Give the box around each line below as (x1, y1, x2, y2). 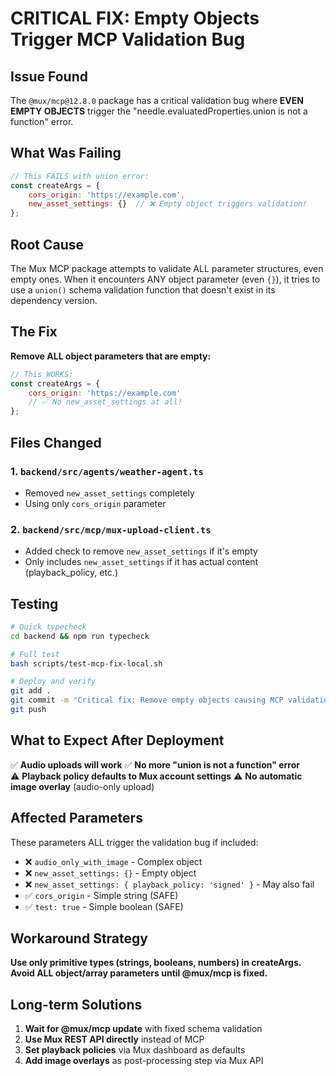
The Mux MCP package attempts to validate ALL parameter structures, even (10, 263, 324, 274)
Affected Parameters (10, 810, 143, 827)
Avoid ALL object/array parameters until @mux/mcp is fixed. (10, 967, 268, 979)
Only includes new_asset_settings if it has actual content (24, 556, 259, 568)
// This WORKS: (10, 369, 74, 379)
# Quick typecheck (10, 622, 87, 632)
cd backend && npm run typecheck (10, 631, 150, 641)
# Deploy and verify (10, 677, 97, 687)
